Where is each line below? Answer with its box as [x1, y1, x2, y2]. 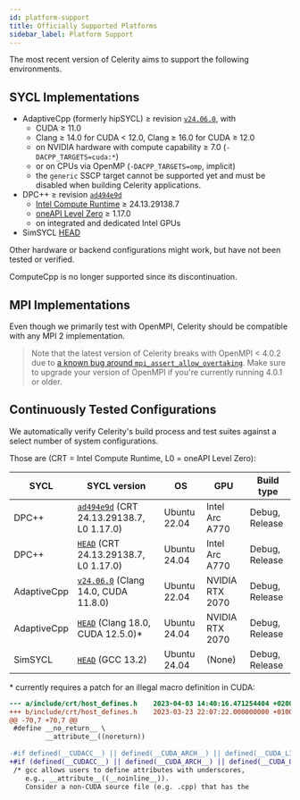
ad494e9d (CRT [77, 500, 138, 512]
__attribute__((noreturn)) [45, 732, 146, 742]
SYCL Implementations [9, 89, 140, 105]
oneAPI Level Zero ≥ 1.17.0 [35, 208, 131, 219]
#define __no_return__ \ [12, 724, 105, 733]
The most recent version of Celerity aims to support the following [9, 55, 250, 65]
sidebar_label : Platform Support [9, 29, 134, 38]
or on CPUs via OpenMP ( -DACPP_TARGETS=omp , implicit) [35, 161, 237, 172]
